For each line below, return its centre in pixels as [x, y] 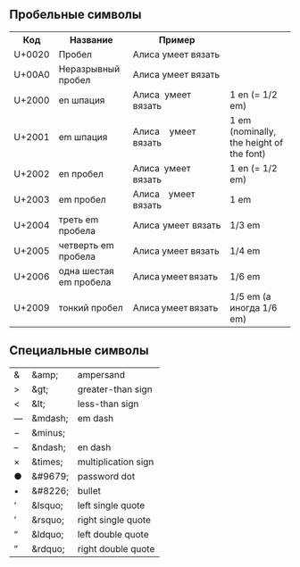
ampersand [101, 374]
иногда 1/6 [254, 307]
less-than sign [108, 404]
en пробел [81, 173]
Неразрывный [89, 69]
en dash [94, 447]
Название [92, 39]
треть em [79, 220]
